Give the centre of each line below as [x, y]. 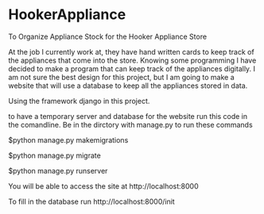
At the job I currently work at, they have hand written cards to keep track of [131, 52]
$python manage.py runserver [58, 170]
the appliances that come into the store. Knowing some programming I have [132, 60]
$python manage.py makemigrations [68, 139]
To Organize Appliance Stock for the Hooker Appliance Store [108, 36]
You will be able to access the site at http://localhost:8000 [103, 186]
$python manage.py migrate [54, 155]
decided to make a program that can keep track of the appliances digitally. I [132, 68]
